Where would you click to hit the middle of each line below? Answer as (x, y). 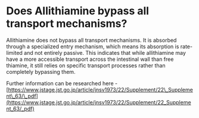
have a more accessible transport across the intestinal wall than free (90, 59)
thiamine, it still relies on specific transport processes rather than (86, 65)
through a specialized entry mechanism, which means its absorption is (93, 46)
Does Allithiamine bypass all (78, 11)
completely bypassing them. (41, 72)
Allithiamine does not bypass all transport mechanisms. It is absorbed (91, 40)
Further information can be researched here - (62, 83)
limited (14, 52)
